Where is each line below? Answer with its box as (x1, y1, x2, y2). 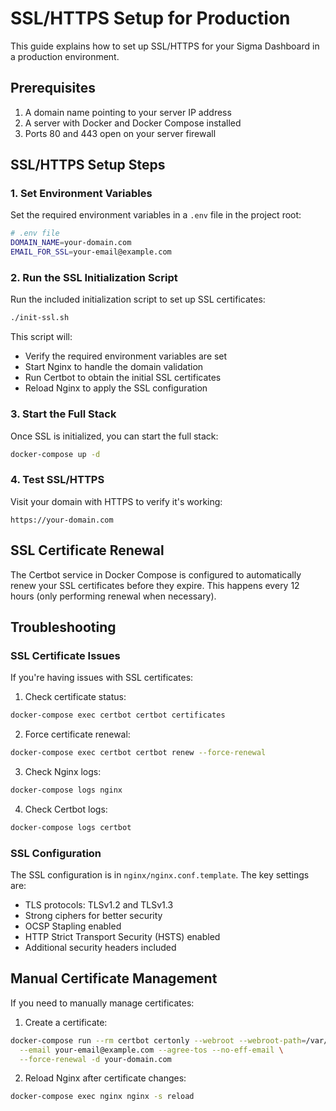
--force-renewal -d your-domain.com (19, 1054, 172, 1064)
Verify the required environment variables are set (24, 350, 228, 362)
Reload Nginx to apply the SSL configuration (24, 382, 208, 394)
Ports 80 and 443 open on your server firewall (24, 127, 217, 139)
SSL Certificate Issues (10, 648, 121, 662)
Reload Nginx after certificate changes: (24, 1072, 187, 1084)
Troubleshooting (10, 618, 117, 636)
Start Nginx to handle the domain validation (24, 361, 204, 373)
